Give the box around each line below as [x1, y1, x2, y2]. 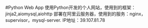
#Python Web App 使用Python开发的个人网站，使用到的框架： [5, 5, 136, 10]
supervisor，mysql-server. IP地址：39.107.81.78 [5, 17, 106, 23]
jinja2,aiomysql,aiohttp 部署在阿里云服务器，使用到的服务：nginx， [5, 11, 146, 17]
